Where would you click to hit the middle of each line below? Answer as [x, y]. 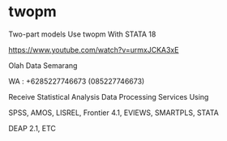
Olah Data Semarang [43, 65]
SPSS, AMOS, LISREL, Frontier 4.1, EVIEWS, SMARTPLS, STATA [113, 113]
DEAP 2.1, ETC [32, 128]
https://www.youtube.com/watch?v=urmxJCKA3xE [94, 49]
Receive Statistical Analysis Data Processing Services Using [109, 96]
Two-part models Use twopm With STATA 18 [82, 34]
